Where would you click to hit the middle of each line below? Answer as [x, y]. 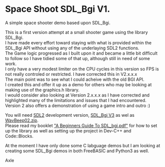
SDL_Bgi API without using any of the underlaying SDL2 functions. [72, 48]
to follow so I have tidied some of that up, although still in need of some [78, 58]
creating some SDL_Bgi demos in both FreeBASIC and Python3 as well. [77, 151]
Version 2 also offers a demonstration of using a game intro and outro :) [78, 105]
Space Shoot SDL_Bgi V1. [58, 9]
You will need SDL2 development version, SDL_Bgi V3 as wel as [70, 115]
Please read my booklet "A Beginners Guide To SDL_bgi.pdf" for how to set [81, 125]
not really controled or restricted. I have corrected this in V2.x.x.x [71, 74]
